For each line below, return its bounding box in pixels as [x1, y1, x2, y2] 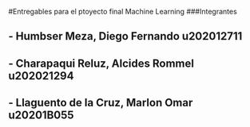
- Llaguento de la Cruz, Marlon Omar [8, 96, 193, 110]
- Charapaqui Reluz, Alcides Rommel [8, 56, 194, 70]
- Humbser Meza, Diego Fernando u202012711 [8, 29, 243, 43]
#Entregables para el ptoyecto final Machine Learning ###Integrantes [8, 7, 237, 16]
